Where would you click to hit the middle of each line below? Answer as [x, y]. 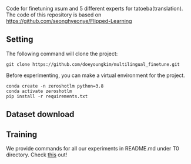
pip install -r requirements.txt [47, 96]
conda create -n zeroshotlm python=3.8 [55, 86]
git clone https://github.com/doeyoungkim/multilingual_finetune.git [93, 64]
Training [22, 134]
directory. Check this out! [37, 155]
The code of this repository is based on [54, 15]
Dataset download [40, 114]
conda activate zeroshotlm [39, 91]
